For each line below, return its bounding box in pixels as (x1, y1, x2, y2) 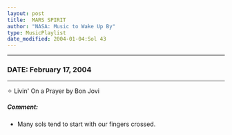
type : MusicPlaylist (7, 29, 67, 37)
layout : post (7, 10, 45, 17)
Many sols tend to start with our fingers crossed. (17, 120, 156, 128)
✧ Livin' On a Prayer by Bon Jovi (7, 87, 100, 95)
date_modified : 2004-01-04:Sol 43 (7, 36, 107, 43)
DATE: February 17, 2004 (7, 65, 92, 74)
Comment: (7, 103, 39, 111)
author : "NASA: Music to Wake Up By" (7, 23, 116, 30)
